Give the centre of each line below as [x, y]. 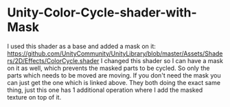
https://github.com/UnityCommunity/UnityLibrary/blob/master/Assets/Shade [115, 53]
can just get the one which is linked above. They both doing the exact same [114, 82]
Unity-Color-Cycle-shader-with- [102, 13]
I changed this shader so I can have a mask [162, 60]
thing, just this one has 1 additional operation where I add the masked [105, 90]
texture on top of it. [34, 97]
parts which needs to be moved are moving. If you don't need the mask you [114, 75]
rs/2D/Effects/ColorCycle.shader [53, 60]
